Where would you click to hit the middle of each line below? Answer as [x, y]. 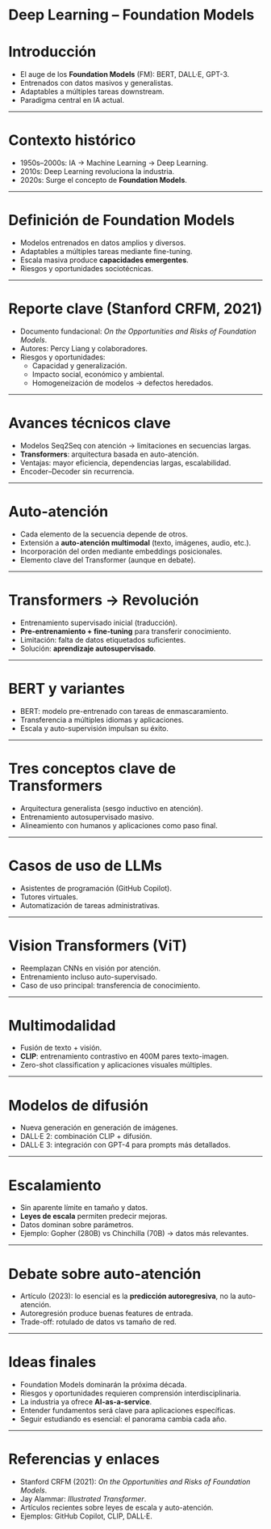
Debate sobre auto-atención [105, 1274]
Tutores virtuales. [49, 897]
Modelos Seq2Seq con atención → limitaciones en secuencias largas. [135, 445]
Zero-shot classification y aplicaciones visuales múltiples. [116, 1065]
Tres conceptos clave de [92, 769]
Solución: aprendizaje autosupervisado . [88, 648]
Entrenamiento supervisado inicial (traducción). [99, 622]
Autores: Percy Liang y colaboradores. [83, 348]
